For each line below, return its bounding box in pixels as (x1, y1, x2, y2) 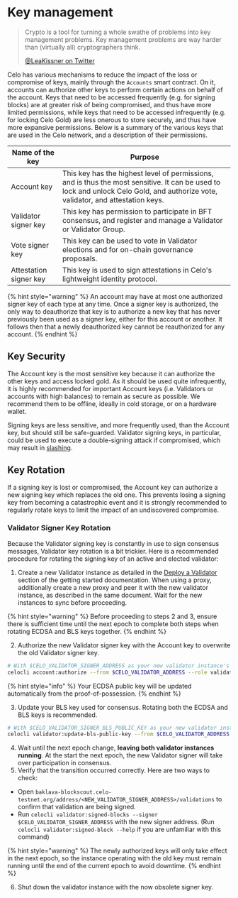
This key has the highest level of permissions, (62, 168, 214, 178)
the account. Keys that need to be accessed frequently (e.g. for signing (7, 93, 215, 102)
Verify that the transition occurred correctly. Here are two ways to (17, 766, 210, 774)
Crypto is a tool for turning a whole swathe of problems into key (24, 28, 211, 36)
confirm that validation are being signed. (17, 803, 136, 811)
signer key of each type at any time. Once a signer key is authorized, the (7, 300, 219, 308)
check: (17, 774, 38, 782)
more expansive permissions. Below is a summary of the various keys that (7, 123, 224, 131)
